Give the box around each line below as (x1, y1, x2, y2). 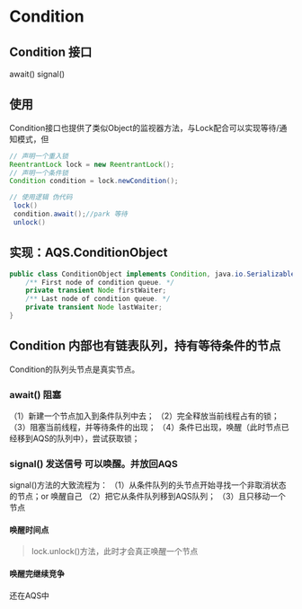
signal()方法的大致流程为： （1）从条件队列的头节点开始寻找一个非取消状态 (9, 480, 287, 490)
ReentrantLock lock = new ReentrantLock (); (9, 160, 175, 169)
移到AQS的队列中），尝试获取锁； (16, 433, 140, 444)
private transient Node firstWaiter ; (25, 286, 167, 296)
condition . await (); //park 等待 (13, 209, 128, 219)
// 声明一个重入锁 (9, 151, 69, 161)
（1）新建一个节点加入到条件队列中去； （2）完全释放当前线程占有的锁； (9, 410, 280, 421)
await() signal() (9, 69, 66, 79)
